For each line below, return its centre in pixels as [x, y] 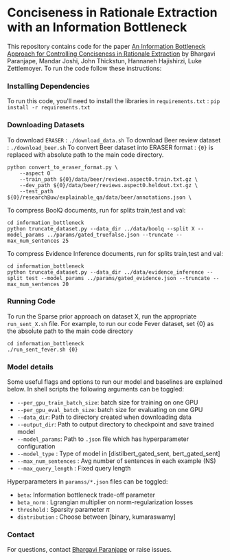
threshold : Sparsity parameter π [63, 510]
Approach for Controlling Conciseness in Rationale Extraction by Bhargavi [111, 54]
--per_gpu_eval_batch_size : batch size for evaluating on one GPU [110, 410]
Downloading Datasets [46, 125]
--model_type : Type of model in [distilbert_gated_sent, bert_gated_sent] [119, 454]
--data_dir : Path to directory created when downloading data [104, 417]
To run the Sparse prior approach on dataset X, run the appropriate [102, 316]
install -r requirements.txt [49, 108]
